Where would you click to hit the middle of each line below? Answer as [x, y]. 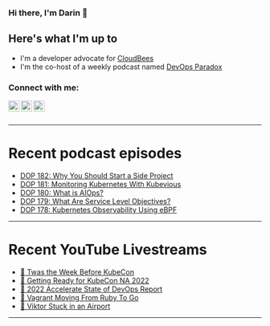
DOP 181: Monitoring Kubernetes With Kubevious [100, 184]
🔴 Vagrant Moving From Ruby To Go [79, 297]
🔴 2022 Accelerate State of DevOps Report [91, 289]
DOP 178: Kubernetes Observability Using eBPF [98, 210]
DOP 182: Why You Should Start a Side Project [96, 175]
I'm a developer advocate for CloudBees [87, 58]
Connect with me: [44, 88]
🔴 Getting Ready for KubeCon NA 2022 [85, 280]
